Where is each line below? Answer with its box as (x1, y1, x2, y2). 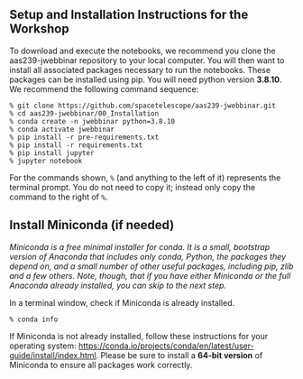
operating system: (9, 340, 77, 351)
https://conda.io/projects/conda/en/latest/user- (78, 340, 254, 351)
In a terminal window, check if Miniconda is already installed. (9, 297, 235, 308)
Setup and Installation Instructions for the (9, 7, 249, 23)
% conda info (9, 315, 59, 324)
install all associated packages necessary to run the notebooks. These (9, 64, 271, 75)
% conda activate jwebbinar (9, 125, 115, 134)
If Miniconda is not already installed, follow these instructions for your (9, 330, 269, 341)
